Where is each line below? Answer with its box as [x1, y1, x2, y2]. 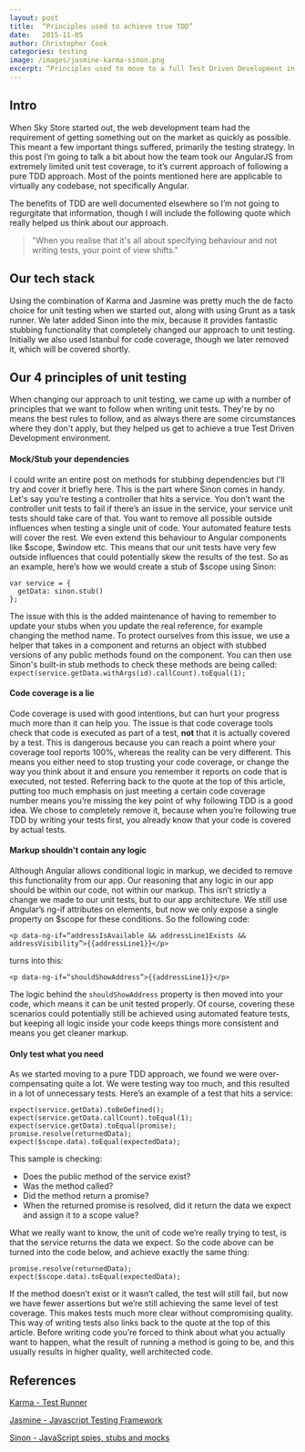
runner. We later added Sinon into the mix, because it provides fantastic [9, 314, 278, 325]
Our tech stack [9, 271, 96, 287]
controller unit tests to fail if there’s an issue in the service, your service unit [9, 503, 293, 514]
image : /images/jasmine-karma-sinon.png [9, 56, 166, 65]
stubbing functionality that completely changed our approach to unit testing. [9, 324, 296, 335]
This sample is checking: [9, 1153, 103, 1164]
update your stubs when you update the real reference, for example [9, 620, 263, 631]
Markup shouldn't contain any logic [9, 844, 147, 856]
